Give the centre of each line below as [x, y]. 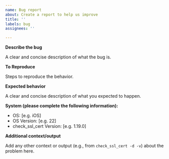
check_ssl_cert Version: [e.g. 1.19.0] [49, 126]
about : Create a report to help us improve [52, 15]
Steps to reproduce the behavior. [40, 76]
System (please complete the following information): [62, 106]
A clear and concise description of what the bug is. [58, 57]
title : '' [16, 19]
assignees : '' [20, 29]
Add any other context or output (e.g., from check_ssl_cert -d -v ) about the [84, 146]
